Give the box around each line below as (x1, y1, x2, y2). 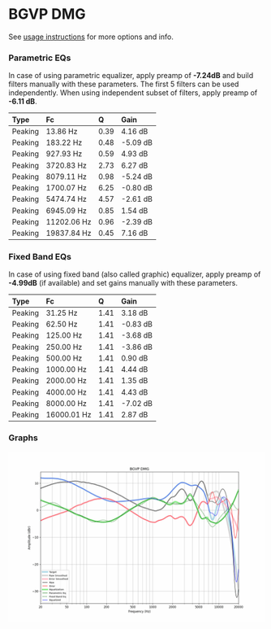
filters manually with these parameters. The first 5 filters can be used (8, 79, 239, 90)
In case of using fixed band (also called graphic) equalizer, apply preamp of (8, 269, 261, 279)
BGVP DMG (8, 5, 86, 24)
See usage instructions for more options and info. (8, 32, 174, 41)
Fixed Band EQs (8, 251, 71, 262)
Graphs (8, 432, 38, 443)
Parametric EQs (8, 52, 71, 63)
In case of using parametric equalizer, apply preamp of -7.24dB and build (8, 71, 254, 81)
